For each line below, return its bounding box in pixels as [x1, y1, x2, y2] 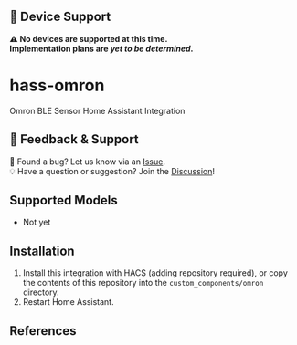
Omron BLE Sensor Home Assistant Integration [9, 105, 186, 116]
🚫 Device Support [9, 9, 111, 25]
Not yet [22, 216, 51, 228]
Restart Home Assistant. [22, 297, 114, 308]
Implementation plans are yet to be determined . [9, 43, 194, 54]
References [9, 323, 77, 339]
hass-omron [9, 75, 105, 96]
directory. [22, 287, 59, 298]
